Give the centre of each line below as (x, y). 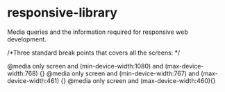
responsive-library (62, 13)
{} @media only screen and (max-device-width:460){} (138, 80)
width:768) (23, 73)
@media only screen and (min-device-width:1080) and (85, 66)
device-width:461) (33, 80)
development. (27, 39)
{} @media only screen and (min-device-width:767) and (119, 73)
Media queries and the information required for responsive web (98, 32)
